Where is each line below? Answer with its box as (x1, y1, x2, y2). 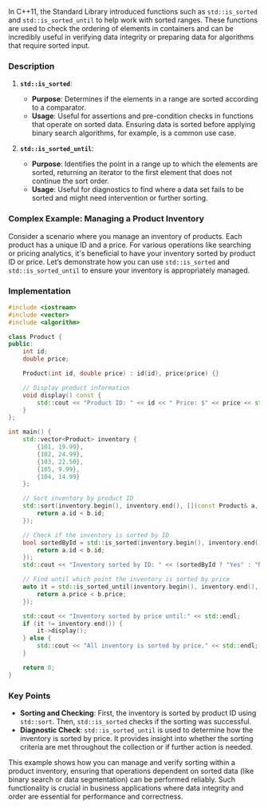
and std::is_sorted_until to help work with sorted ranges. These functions (8, 15, 258, 25)
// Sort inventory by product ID (22, 495, 134, 503)
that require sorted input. (8, 41, 90, 50)
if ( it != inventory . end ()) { (22, 620, 124, 628)
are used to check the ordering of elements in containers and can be (8, 24, 234, 33)
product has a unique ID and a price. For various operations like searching (8, 240, 251, 249)
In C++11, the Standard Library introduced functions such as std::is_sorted (8, 7, 258, 16)
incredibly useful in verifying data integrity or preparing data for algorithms (8, 32, 254, 42)
